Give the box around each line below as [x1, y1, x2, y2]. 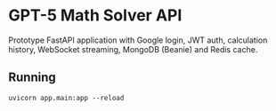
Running [8, 70, 57, 85]
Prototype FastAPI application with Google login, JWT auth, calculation [8, 35, 268, 45]
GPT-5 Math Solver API [8, 5, 183, 26]
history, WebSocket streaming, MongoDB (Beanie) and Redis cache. [8, 44, 258, 54]
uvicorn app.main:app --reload [8, 93, 125, 102]
